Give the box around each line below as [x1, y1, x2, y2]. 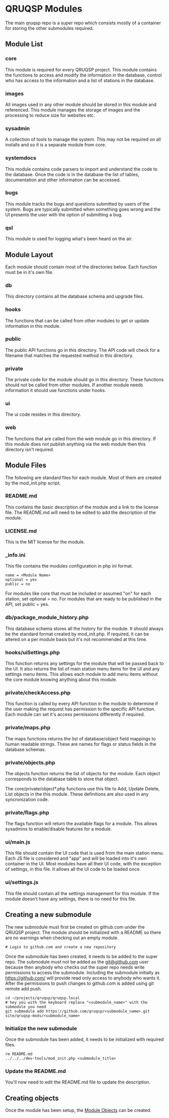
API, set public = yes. [5, 601, 49, 608]
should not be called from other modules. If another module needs [5, 382, 143, 388]
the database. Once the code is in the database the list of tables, [5, 171, 140, 177]
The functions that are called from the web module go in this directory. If [5, 435, 156, 442]
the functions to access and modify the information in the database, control [5, 72, 162, 78]
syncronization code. [5, 796, 49, 803]
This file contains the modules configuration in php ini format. [5, 563, 133, 569]
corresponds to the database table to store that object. [5, 776, 119, 782]
